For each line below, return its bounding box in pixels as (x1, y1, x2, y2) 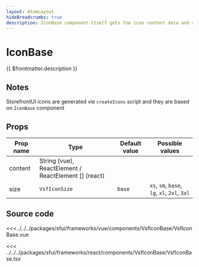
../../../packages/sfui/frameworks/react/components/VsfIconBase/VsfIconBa (6, 249, 192, 256)
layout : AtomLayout (6, 8, 54, 15)
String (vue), (39, 156, 75, 165)
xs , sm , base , (149, 181, 182, 189)
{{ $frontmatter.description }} (6, 65, 78, 72)
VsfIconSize (39, 186, 73, 192)
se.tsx (6, 255, 21, 262)
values (160, 146, 179, 155)
